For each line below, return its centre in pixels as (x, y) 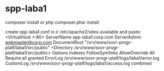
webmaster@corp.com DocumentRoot (44, 42)
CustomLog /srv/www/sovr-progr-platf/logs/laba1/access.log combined (79, 63)
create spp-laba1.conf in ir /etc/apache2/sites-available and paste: (73, 32)
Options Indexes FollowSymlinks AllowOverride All (103, 53)
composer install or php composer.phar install (52, 22)
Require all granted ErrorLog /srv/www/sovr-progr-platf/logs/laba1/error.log (82, 58)
